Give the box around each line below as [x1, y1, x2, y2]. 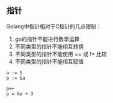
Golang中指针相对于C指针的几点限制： [6, 23, 102, 30]
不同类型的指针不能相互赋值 [14, 57, 84, 65]
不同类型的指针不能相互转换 [14, 43, 84, 50]
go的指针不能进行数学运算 [14, 35, 80, 43]
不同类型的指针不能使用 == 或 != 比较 [14, 50, 107, 57]
